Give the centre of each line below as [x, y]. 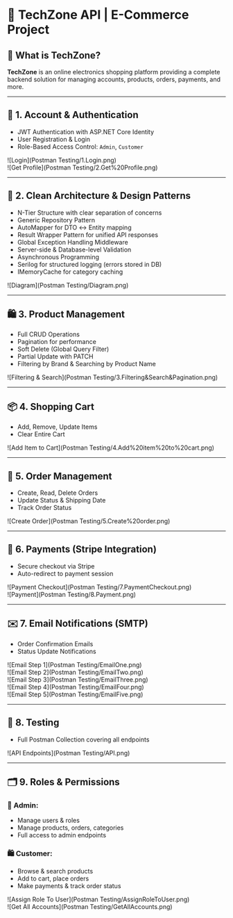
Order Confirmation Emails [55, 644]
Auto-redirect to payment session [65, 573]
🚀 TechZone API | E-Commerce [98, 15]
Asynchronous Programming [58, 256]
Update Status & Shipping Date [61, 500]
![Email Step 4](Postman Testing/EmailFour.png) [76, 687]
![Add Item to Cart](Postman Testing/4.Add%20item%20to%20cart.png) [111, 448]
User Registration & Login [54, 139]
